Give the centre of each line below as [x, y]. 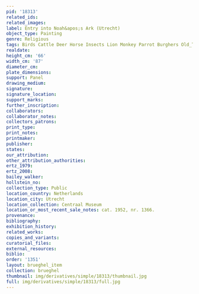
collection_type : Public [37, 188]
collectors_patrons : [32, 122]
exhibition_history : [32, 226]
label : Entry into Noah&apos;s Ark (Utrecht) [63, 28]
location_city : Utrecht [36, 199]
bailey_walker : [25, 177]
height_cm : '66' [26, 56]
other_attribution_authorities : [46, 161]
